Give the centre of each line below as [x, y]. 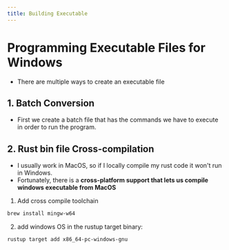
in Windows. [35, 173]
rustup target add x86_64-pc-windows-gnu [68, 240]
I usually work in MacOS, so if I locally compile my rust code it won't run [119, 166]
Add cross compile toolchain [58, 201]
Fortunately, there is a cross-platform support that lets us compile [113, 180]
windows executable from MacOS [67, 188]
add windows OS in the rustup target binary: [80, 227]
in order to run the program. [57, 127]
